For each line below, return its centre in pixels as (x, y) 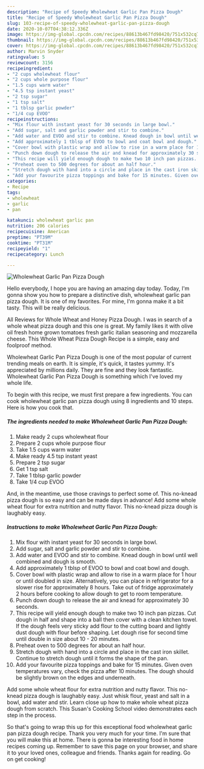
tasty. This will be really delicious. (49, 308)
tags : (14, 192)
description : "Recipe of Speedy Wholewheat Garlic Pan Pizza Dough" (95, 12)
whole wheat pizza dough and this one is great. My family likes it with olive (100, 326)
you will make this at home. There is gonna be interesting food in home (95, 740)
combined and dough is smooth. (56, 561)
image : (15, 35)
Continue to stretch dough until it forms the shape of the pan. (92, 659)
